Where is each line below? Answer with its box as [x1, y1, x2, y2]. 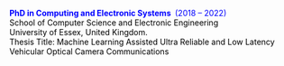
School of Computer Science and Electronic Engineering [9, 17, 219, 28]
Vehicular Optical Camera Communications [9, 46, 169, 57]
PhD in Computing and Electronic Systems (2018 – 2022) [9, 8, 227, 18]
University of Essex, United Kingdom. [9, 27, 149, 37]
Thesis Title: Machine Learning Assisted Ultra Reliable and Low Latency [9, 36, 275, 47]
